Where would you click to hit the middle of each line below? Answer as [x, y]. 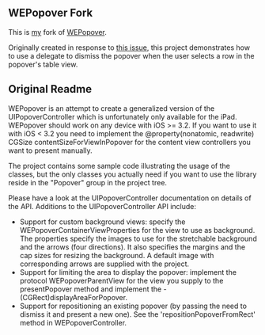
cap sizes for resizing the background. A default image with [117, 255]
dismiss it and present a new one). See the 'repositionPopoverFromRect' [137, 314]
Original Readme [50, 89]
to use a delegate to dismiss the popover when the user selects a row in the [131, 55]
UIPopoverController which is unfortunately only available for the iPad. [123, 116]
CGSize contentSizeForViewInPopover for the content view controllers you [130, 142]
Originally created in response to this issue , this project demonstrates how [129, 48]
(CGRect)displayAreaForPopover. [74, 297]
